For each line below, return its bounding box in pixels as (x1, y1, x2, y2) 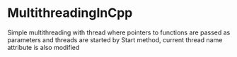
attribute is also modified (7, 43, 80, 51)
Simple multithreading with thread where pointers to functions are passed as (7, 28, 231, 37)
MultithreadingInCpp (7, 5, 133, 21)
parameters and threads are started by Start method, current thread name (7, 35, 223, 44)
